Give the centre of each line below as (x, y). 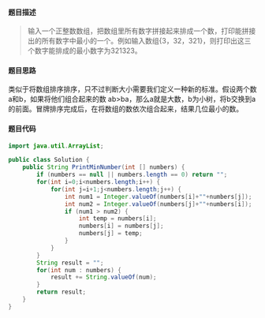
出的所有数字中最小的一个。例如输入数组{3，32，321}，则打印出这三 (139, 41)
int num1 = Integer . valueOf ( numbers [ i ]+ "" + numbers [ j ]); (158, 196)
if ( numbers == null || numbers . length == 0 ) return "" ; (132, 175)
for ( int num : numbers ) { (79, 270)
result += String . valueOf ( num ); (103, 277)
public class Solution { (49, 160)
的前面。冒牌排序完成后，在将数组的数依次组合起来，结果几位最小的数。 (125, 109)
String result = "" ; (70, 263)
